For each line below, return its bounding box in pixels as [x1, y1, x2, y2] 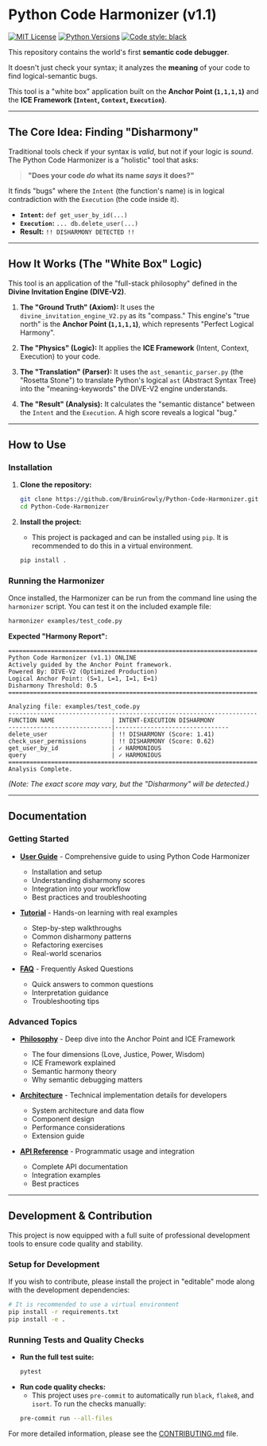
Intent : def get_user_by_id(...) [19, 209, 129, 220]
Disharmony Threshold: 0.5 [8, 682, 98, 690]
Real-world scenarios [31, 948, 102, 958]
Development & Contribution [8, 1209, 153, 1222]
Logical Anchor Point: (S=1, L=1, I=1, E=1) [8, 674, 158, 683]
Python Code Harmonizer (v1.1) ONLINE [8, 654, 137, 662]
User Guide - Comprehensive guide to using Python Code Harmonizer [19, 851, 250, 861]
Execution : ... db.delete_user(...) [19, 218, 139, 227]
